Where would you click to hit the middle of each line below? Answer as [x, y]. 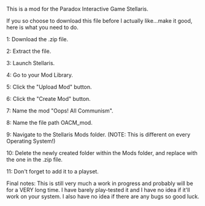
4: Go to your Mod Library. [40, 75]
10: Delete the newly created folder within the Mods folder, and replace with [102, 153]
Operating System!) [31, 141]
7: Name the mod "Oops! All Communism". [60, 111]
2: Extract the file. [29, 51]
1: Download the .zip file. [37, 39]
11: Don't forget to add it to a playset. [53, 171]
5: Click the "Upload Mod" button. [49, 87]
